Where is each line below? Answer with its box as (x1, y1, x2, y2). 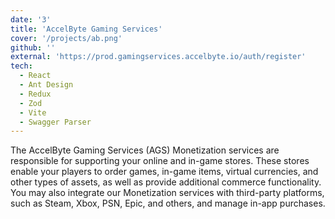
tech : (10, 61, 33, 71)
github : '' (10, 42, 56, 53)
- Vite (19, 107, 47, 118)
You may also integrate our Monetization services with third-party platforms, (10, 187, 325, 199)
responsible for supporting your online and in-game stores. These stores (10, 155, 310, 167)
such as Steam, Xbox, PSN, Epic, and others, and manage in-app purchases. (10, 197, 326, 210)
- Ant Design (19, 80, 74, 90)
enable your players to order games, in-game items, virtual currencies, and (10, 166, 319, 178)
